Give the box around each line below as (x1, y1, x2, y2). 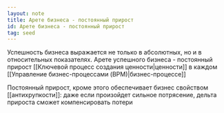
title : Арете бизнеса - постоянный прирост (7, 17, 134, 23)
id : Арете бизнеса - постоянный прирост (7, 23, 125, 30)
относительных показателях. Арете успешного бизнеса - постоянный (7, 56, 213, 64)
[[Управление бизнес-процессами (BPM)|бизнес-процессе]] (7, 70, 186, 79)
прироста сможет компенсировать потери (7, 98, 133, 107)
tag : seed (7, 29, 36, 37)
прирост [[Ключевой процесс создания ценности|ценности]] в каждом (7, 63, 218, 71)
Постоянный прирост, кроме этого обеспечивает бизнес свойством (7, 83, 209, 92)
